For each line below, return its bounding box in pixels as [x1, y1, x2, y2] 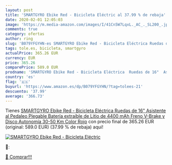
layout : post [5, 7, 33, 13]
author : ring [5, 36, 33, 42]
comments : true [5, 27, 38, 32]
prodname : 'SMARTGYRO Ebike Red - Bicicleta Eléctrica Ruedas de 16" [5, 70, 159, 75]
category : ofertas [5, 31, 45, 36]
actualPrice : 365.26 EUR [5, 50, 58, 56]
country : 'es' [5, 75, 36, 80]
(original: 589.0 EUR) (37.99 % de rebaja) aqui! [5, 124, 103, 130]
